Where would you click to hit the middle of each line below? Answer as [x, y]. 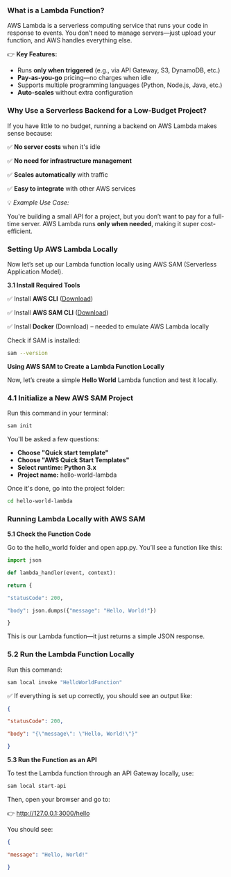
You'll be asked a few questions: [53, 439]
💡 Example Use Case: [38, 202]
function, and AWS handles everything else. [70, 40]
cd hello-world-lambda [40, 501]
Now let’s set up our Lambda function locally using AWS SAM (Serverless [112, 264]
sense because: [30, 133]
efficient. [20, 231]
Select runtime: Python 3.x [57, 467]
